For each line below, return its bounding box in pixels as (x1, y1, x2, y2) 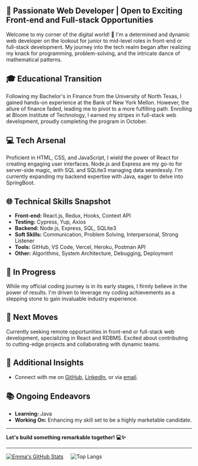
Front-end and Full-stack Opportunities (6, 15, 154, 25)
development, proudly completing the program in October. (6, 118, 147, 125)
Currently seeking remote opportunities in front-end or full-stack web (6, 328, 175, 335)
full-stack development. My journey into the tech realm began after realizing (6, 43, 191, 50)
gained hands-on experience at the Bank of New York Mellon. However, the (6, 99, 190, 106)
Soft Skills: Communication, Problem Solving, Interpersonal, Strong (14, 231, 179, 238)
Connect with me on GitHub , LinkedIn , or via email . (14, 373, 138, 380)
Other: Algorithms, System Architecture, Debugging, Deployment (14, 250, 173, 257)
